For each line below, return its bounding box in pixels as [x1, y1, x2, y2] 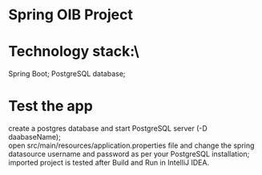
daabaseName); [8, 132, 62, 142]
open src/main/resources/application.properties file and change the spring [8, 140, 255, 150]
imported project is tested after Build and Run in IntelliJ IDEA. [8, 158, 210, 168]
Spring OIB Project [8, 6, 134, 24]
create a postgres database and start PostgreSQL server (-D [8, 124, 208, 133]
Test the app [8, 97, 94, 116]
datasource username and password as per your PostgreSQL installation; [8, 149, 250, 159]
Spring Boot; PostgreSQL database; [8, 69, 126, 79]
